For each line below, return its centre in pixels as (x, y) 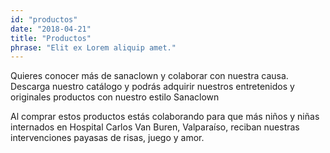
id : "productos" (44, 19)
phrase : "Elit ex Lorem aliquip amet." (93, 47)
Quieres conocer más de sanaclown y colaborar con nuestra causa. (149, 76)
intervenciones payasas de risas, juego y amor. (107, 138)
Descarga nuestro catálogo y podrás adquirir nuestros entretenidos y (152, 87)
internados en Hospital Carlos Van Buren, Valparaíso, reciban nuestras (155, 127)
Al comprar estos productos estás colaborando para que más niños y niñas (165, 117)
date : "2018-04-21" (51, 29)
